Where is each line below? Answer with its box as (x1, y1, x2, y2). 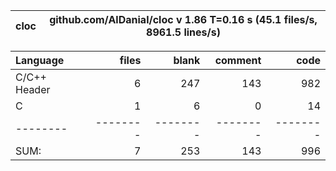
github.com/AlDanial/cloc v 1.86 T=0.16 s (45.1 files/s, (49, 13, 318, 26)
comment (214, 54, 262, 67)
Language (15, 54, 65, 67)
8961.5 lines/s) (146, 25, 221, 39)
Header (15, 83, 51, 96)
